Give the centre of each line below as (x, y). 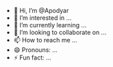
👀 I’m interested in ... (42, 18)
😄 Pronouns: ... (36, 50)
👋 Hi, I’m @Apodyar (41, 11)
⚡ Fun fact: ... (32, 57)
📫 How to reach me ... (45, 40)
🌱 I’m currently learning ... (50, 25)
